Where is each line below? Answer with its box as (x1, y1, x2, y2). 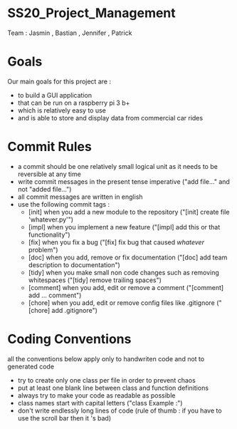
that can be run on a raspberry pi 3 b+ (17, 98, 130, 107)
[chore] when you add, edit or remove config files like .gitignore (28, 298, 216, 307)
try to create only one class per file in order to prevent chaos (17, 376, 196, 384)
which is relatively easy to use (17, 105, 107, 115)
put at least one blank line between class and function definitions (17, 383, 209, 392)
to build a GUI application (17, 91, 93, 99)
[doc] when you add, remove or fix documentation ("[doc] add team (28, 253, 228, 262)
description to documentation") (28, 260, 121, 269)
